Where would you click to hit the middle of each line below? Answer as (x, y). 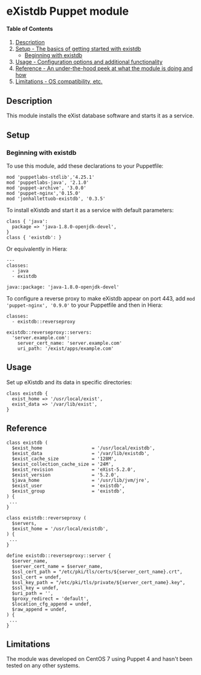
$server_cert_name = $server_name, (57, 566)
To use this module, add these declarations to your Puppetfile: (85, 166)
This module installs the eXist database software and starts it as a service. (100, 116)
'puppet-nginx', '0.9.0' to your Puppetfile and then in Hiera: (85, 305)
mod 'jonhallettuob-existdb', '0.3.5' (56, 199)
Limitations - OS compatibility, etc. (59, 82)
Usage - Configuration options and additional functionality (89, 62)
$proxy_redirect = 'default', (50, 598)
